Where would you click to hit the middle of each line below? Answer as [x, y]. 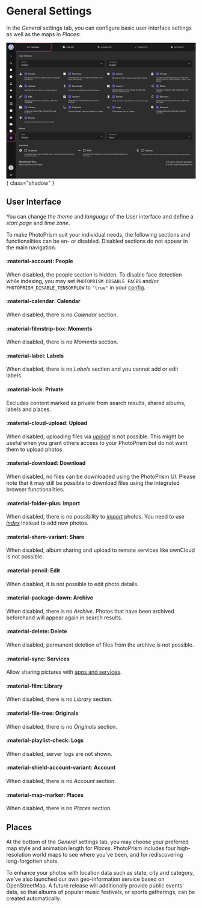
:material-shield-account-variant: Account [61, 767]
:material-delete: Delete [37, 631]
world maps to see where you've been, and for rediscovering [108, 855]
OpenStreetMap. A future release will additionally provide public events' [95, 885]
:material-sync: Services [38, 659]
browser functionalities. [35, 489]
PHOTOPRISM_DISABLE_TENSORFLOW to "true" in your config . [76, 287]
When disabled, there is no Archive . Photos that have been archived [90, 611]
